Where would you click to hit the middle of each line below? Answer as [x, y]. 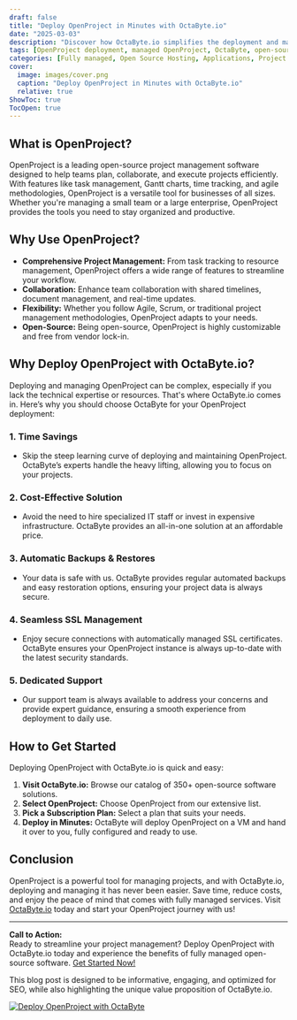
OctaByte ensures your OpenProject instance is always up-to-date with [152, 648]
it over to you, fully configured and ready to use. [110, 832]
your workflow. [49, 280]
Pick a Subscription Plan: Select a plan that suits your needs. [133, 813]
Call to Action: [36, 934]
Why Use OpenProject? [75, 240]
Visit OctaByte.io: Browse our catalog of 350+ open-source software [149, 785]
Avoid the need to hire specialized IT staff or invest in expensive [138, 517]
